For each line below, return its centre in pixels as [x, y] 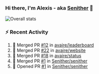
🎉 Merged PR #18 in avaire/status [47, 55]
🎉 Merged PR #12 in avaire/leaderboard [53, 45]
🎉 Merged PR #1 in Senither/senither [50, 61]
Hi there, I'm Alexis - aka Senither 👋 [49, 8]
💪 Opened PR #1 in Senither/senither [50, 66]
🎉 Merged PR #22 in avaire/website [49, 50]
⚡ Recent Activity [27, 32]
